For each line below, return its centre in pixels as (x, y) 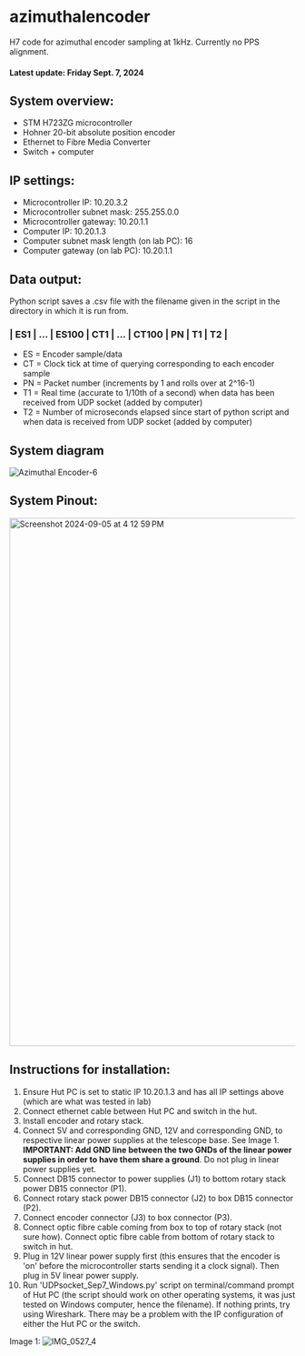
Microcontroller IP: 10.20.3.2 (75, 203)
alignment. (29, 51)
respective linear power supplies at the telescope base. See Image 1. (151, 1140)
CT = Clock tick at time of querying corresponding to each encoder (148, 364)
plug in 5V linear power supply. (80, 1275)
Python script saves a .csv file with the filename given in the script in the (145, 301)
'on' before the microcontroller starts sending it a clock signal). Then (151, 1265)
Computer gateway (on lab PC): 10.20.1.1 (97, 251)
